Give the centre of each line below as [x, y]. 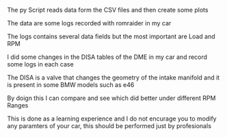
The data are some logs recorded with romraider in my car [89, 23]
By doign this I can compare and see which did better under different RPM [111, 98]
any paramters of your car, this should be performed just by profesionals [109, 126]
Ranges [18, 105]
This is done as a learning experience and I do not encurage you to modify [112, 119]
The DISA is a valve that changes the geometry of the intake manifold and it [113, 77]
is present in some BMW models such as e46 [71, 85]
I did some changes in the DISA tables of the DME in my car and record [107, 57]
